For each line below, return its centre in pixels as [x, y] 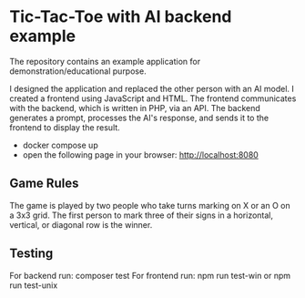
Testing [31, 254]
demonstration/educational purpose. [78, 71]
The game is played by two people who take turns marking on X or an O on [150, 205]
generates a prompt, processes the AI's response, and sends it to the [139, 118]
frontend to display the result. [65, 127]
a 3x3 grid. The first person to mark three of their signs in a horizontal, [142, 215]
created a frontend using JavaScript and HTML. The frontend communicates [153, 98]
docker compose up [60, 145]
